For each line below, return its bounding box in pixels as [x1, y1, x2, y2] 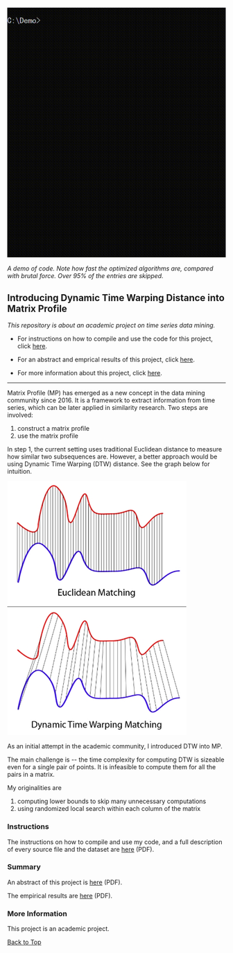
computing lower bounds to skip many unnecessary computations [17, 797, 207, 805]
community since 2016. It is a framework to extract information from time [7, 396, 216, 404]
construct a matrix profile [17, 424, 90, 433]
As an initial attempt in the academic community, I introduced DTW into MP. [7, 742, 223, 750]
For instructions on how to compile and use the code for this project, [17, 334, 214, 343]
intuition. [7, 467, 33, 476]
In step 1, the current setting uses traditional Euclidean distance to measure [7, 445, 223, 454]
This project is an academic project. [7, 925, 110, 933]
